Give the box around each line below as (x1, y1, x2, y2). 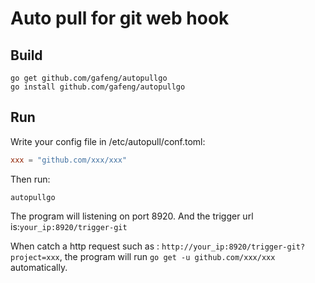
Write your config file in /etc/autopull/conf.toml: (10, 135, 206, 147)
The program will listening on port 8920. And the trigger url (10, 210, 254, 222)
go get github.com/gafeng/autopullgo (10, 73, 168, 83)
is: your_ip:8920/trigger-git (10, 220, 128, 232)
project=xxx (10, 252, 60, 262)
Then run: (10, 173, 51, 185)
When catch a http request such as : (10, 240, 160, 252)
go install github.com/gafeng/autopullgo (10, 82, 186, 92)
